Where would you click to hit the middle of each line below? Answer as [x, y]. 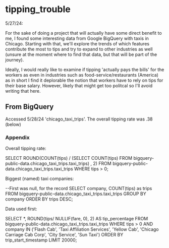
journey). [15, 59]
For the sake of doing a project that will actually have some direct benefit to [84, 33]
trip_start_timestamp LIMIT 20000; [41, 240]
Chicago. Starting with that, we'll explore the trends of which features [77, 43]
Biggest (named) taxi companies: [40, 179]
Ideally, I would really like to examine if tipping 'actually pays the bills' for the [85, 70]
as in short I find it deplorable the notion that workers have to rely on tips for [84, 80]
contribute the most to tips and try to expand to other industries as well [79, 49]
